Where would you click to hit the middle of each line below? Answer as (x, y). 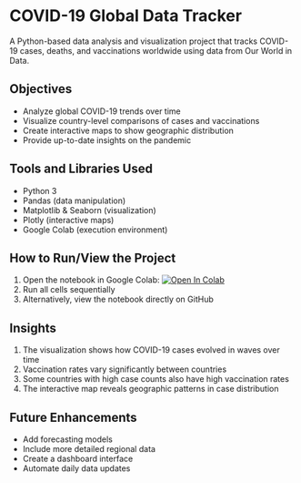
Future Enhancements (74, 417)
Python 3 (40, 190)
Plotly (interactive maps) (68, 220)
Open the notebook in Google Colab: (91, 280)
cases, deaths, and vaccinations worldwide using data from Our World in (156, 50)
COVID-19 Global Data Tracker (126, 16)
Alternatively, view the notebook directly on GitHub (118, 299)
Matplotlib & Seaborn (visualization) (89, 210)
